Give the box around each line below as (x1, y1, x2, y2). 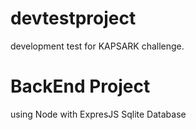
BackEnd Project (10, 75, 151, 98)
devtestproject (10, 7, 137, 30)
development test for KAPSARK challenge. (10, 40, 185, 52)
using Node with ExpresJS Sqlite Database (10, 108, 187, 120)
